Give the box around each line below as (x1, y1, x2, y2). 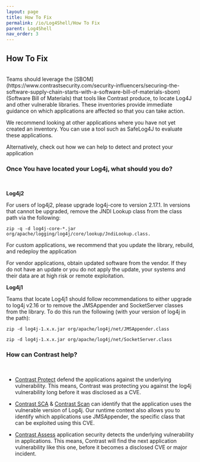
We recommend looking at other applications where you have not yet (6, 119, 176, 126)
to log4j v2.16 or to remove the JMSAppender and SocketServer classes (6, 302, 183, 309)
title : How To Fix (6, 14, 52, 20)
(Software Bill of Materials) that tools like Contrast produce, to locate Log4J (6, 94, 192, 102)
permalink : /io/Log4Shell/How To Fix (6, 20, 100, 26)
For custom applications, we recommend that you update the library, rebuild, (6, 241, 195, 249)
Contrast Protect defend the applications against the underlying (14, 376, 172, 383)
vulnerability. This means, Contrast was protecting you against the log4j (14, 382, 192, 389)
